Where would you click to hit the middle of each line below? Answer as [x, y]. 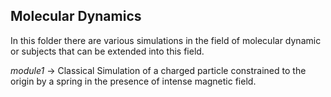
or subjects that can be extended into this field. [107, 51]
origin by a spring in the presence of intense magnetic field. [133, 81]
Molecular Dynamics [76, 16]
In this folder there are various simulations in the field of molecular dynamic [166, 40]
